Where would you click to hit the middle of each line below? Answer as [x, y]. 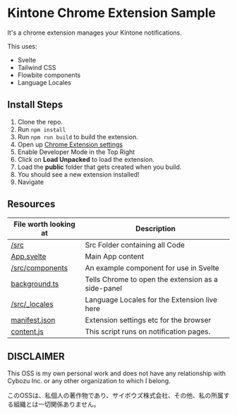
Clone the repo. [40, 122]
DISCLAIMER [36, 356]
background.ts [35, 284]
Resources [31, 204]
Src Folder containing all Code [135, 245]
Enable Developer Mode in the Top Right [76, 152]
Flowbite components [49, 75]
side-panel [103, 288]
